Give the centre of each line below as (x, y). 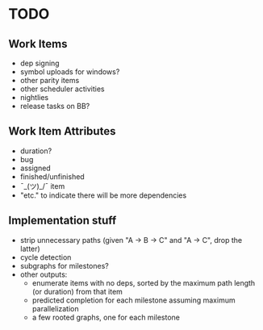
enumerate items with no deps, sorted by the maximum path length (144, 282)
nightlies (34, 97)
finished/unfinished (52, 176)
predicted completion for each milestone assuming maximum (134, 300)
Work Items (38, 44)
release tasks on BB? (55, 106)
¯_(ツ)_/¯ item (42, 186)
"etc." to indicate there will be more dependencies (103, 195)
